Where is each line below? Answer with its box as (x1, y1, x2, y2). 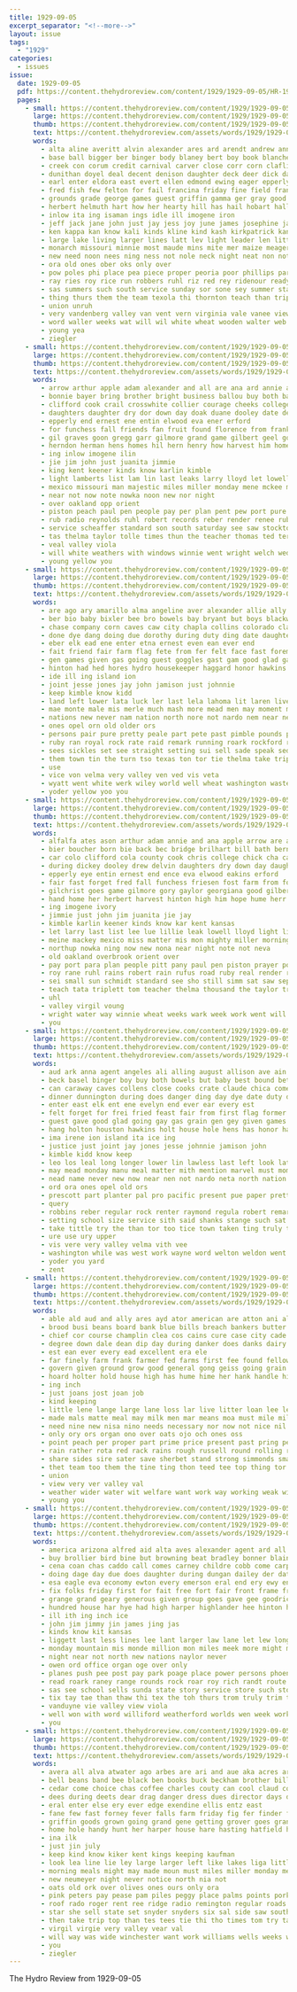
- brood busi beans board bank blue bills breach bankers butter (41, 1323, 287, 1332)
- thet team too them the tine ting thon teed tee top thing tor (41, 1463, 287, 1472)
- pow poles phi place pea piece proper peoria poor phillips (41, 268, 275, 277)
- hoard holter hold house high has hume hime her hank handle (41, 1373, 278, 1381)
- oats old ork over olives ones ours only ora (41, 1883, 219, 1892)
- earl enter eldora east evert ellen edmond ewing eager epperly (41, 178, 291, 187)
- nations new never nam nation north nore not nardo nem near (41, 713, 278, 722)
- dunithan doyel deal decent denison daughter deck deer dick (41, 169, 278, 178)
